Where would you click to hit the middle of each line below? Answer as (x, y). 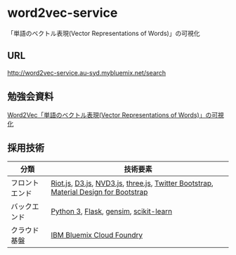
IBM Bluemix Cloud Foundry (97, 235)
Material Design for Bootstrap (99, 192)
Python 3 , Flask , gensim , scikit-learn (112, 211)
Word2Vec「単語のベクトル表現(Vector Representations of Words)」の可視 (116, 115)
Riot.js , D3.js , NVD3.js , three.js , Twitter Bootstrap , (132, 183)
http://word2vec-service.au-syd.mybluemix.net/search (87, 72)
